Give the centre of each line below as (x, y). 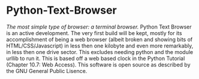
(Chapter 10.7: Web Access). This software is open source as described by (98, 64)
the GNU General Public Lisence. (47, 71)
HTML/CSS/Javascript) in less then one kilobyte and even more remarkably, (100, 46)
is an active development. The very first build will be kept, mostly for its (94, 33)
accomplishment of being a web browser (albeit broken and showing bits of (99, 39)
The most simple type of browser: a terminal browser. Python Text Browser (99, 27)
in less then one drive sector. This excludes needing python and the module (100, 52)
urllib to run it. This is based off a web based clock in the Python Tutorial (96, 58)
